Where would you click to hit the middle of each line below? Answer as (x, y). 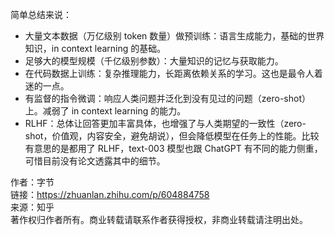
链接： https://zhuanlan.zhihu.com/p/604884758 (110, 194)
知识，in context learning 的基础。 (95, 48)
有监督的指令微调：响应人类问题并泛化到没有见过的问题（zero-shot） (167, 98)
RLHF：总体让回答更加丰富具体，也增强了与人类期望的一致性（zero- (165, 123)
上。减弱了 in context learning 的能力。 (105, 111)
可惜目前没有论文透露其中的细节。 (95, 161)
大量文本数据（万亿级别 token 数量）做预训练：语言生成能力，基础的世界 (174, 36)
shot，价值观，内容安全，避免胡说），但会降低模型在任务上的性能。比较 (172, 136)
